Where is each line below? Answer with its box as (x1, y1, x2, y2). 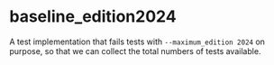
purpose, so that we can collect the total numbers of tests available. (9, 45, 261, 56)
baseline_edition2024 (9, 6, 178, 27)
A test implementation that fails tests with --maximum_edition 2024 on (9, 36, 266, 47)
